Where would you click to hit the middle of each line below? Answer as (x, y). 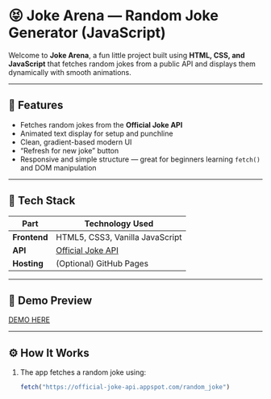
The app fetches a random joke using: (83, 372)
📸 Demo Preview (50, 300)
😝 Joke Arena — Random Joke (114, 16)
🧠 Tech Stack (42, 201)
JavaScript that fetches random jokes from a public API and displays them (132, 64)
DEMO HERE (29, 320)
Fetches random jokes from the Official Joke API (101, 124)
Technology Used (119, 223)
